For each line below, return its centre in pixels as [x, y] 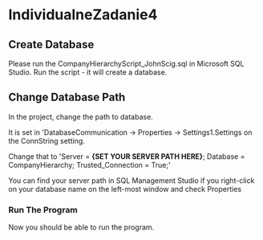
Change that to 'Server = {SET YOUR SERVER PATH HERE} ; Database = [127, 156]
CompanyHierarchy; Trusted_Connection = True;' [89, 165]
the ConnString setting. [47, 140]
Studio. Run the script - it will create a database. [88, 72]
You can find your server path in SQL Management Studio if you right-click [131, 180]
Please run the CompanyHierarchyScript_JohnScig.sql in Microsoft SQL [126, 63]
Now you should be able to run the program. [81, 227]
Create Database [51, 45]
